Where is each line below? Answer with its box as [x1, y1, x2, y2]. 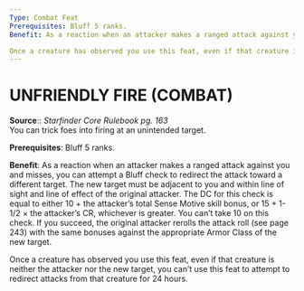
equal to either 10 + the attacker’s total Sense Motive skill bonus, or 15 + [9, 198, 278, 209]
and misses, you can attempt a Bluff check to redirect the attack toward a [9, 169, 283, 181]
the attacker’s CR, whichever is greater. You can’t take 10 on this [30, 208, 270, 219]
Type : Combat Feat [9, 13, 79, 23]
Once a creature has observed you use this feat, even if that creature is [9, 254, 275, 265]
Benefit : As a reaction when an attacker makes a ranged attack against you [9, 160, 290, 171]
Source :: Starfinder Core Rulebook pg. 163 [9, 115, 169, 127]
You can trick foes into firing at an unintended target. [9, 125, 206, 136]
